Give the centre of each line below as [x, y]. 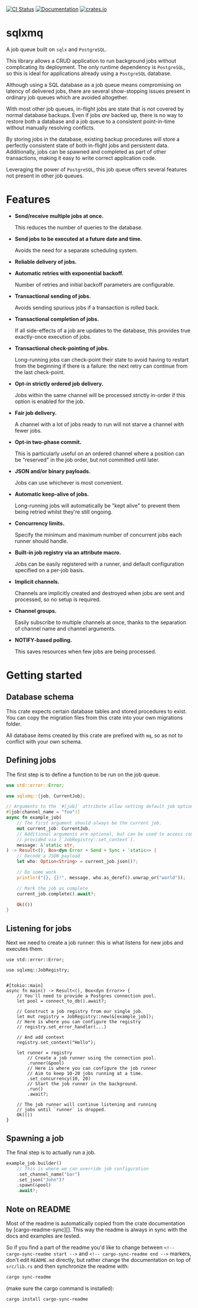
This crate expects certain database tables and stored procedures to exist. [97, 711]
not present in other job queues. [45, 176]
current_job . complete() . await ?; [56, 894]
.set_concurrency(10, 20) [59, 1079]
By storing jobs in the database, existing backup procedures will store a [93, 139]
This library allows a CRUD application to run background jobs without [91, 61]
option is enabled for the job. [49, 401]
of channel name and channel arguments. [65, 628]
